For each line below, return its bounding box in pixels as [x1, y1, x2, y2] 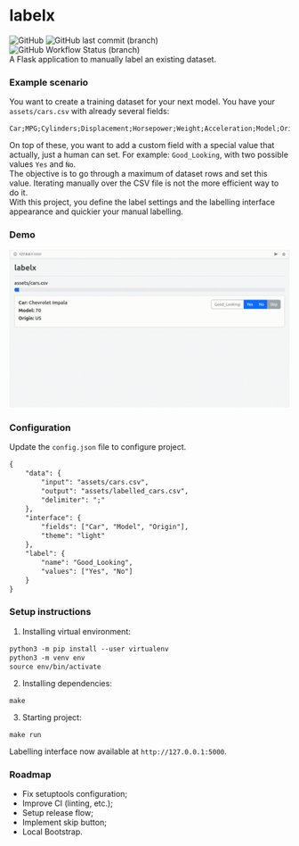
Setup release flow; [21, 807, 93, 817]
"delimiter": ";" [41, 496, 105, 505]
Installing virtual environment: [21, 626, 131, 636]
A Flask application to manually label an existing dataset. [9, 54, 216, 64]
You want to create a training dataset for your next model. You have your [9, 96, 276, 107]
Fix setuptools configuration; [21, 788, 128, 799]
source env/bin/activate [9, 662, 101, 671]
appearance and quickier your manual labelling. [9, 206, 184, 217]
